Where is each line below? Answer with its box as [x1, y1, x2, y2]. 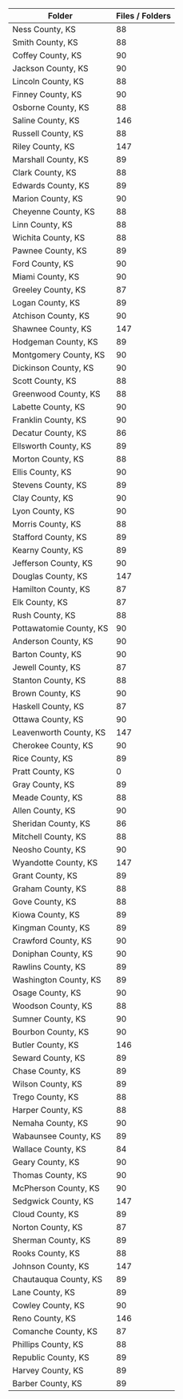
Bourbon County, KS [12, 1026, 90, 1037]
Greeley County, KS [12, 284, 86, 295]
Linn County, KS [12, 220, 74, 230]
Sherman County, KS [12, 1235, 91, 1245]
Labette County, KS [12, 401, 86, 412]
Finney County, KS [12, 89, 82, 99]
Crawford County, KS [12, 935, 92, 946]
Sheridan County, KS [12, 818, 90, 829]
